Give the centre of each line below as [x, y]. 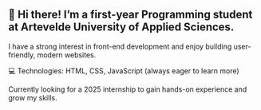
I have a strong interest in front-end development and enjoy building [120, 46]
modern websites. [67, 55]
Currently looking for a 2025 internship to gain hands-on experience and [128, 89]
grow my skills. [33, 97]
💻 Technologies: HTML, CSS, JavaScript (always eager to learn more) [124, 71]
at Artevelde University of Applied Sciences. [121, 27]
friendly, [22, 55]
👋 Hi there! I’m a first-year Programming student [130, 15]
